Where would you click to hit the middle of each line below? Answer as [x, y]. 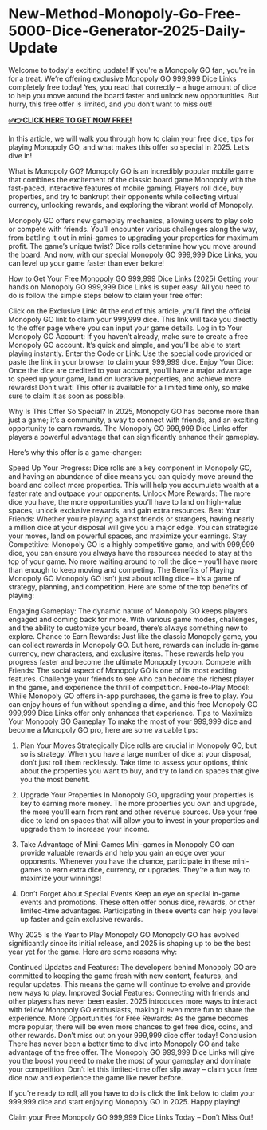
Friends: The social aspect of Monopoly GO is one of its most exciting [122, 670]
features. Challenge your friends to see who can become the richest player [132, 679]
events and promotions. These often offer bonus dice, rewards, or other [137, 902]
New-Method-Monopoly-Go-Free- [125, 14]
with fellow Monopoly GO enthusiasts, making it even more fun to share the [132, 1009]
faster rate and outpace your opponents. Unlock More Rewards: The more [130, 493]
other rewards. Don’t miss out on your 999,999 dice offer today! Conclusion [133, 1035]
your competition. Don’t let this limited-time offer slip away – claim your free [133, 1069]
